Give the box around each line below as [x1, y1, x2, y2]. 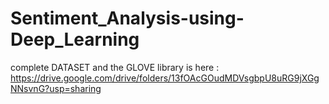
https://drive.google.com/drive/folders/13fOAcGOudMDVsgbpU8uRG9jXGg [10, 72, 320, 84]
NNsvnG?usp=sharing [10, 82, 102, 94]
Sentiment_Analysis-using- [10, 7, 245, 30]
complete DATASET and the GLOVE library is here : [10, 61, 220, 73]
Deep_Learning [10, 28, 140, 51]
